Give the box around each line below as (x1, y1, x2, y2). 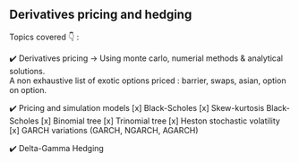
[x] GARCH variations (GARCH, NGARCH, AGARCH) (9, 124, 199, 135)
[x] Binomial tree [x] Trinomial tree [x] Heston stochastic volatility (40, 115, 280, 126)
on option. (9, 84, 47, 95)
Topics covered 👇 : (9, 31, 80, 42)
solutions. (9, 65, 46, 76)
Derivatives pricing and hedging (9, 7, 192, 22)
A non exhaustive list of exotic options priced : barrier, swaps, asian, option (9, 75, 286, 86)
